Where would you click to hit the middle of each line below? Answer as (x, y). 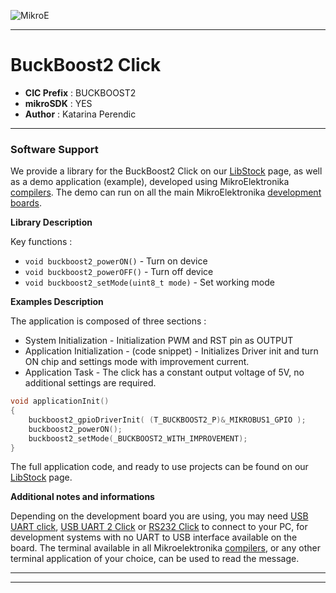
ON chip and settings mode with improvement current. (137, 362)
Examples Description (57, 302)
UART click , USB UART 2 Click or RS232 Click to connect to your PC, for (159, 527)
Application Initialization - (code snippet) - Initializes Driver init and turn (171, 351)
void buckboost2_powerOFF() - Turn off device (119, 272)
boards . (26, 203)
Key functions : (41, 242)
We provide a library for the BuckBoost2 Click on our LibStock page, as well (166, 171)
